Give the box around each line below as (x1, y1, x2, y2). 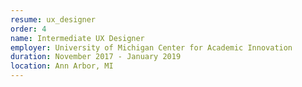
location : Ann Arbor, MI (10, 61, 114, 71)
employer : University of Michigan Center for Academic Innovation (10, 42, 293, 53)
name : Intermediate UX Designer (10, 33, 145, 43)
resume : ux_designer (10, 14, 97, 25)
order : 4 (10, 24, 47, 34)
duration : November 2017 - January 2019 (10, 52, 182, 62)
